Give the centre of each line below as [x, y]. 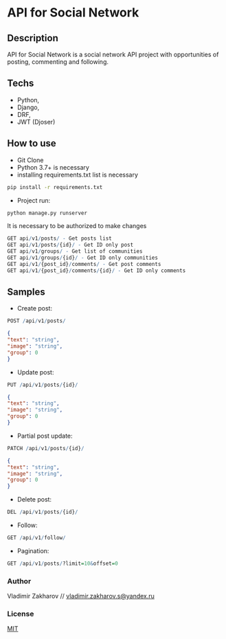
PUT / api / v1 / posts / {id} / [43, 385]
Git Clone [30, 160]
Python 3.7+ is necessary [53, 167]
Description [33, 38]
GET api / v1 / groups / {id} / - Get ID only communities [82, 258]
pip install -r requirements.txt [55, 187]
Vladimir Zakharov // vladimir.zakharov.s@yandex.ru [81, 596]
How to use [32, 143]
